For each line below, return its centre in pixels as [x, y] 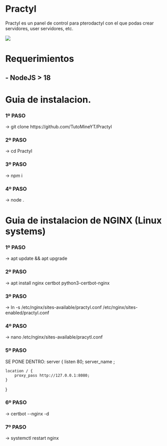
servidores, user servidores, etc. [39, 28]
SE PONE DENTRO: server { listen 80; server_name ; [60, 362]
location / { [19, 371]
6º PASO [16, 403]
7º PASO [16, 427]
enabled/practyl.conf [27, 313]
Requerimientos [40, 59]
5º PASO [16, 350]
